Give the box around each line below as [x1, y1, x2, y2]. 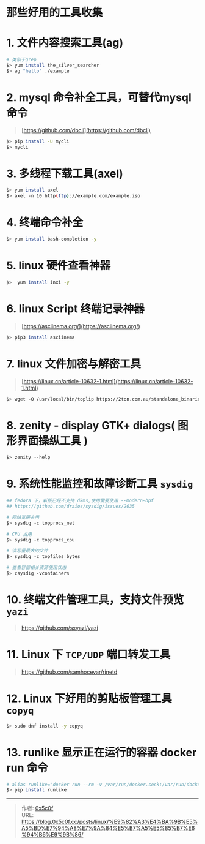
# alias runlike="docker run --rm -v [6, 782, 103, 788]
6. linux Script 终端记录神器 [6, 301, 145, 315]
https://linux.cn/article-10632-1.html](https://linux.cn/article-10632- [23, 377, 193, 385]
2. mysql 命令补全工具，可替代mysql [6, 90, 192, 104]
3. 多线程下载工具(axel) [6, 167, 123, 181]
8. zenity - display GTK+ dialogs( [6, 418, 176, 432]
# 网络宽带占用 [6, 514, 40, 521]
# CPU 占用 [6, 531, 32, 537]
